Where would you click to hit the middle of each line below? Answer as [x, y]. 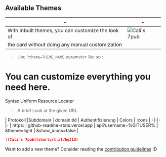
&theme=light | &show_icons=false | [42, 130]
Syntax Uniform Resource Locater [40, 101]
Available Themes [33, 8]
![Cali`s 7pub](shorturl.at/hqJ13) [42, 139]
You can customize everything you [78, 77]
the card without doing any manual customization [65, 44]
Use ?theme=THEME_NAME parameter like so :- [61, 57]
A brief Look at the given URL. [48, 110]
